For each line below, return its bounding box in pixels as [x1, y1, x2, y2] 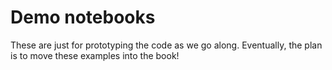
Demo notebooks [10, 6, 156, 29]
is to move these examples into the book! [10, 49, 180, 61]
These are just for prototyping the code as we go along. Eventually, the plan [10, 39, 323, 51]
